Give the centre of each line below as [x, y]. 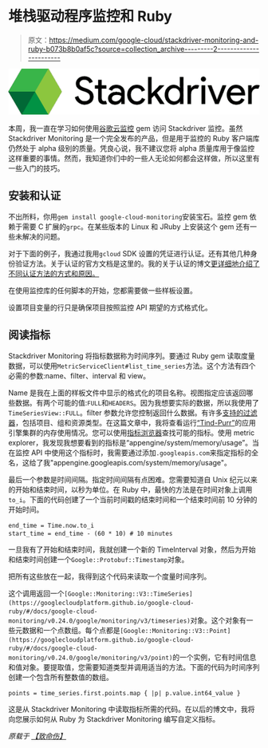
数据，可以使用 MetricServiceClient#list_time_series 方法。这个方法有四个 [132, 366]
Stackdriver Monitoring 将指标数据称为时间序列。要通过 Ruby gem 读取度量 [132, 355]
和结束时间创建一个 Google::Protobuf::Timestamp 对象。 [99, 559]
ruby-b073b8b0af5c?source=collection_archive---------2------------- [143, 49]
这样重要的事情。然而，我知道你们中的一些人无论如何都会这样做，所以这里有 [134, 158]
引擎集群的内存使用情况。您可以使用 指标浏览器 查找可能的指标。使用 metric [132, 433]
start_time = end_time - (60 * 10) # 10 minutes [91, 533]
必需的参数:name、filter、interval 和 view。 [79, 375]
